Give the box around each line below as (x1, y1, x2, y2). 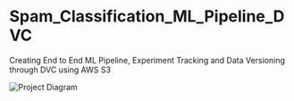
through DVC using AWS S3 (9, 64, 112, 75)
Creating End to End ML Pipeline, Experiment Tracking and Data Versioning (9, 55, 286, 65)
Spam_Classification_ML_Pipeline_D (9, 6, 285, 27)
